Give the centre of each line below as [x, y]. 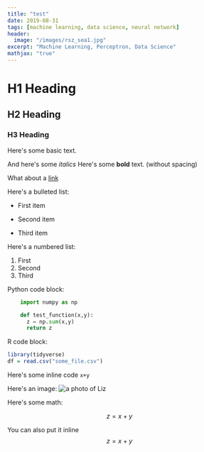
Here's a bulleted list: [38, 192]
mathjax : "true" [31, 54]
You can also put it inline [43, 430]
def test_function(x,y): [57, 315]
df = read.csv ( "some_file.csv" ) [55, 362]
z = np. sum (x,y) [50, 321]
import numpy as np [49, 302]
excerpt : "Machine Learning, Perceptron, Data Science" [92, 47]
